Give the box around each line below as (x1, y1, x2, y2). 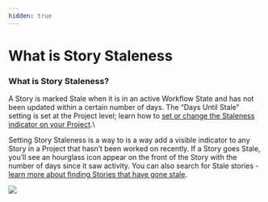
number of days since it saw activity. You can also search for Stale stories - (8, 161, 259, 170)
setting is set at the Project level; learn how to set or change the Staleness (8, 111, 255, 121)
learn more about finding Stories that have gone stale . (8, 170, 188, 179)
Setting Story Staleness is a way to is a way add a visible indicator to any (8, 135, 250, 145)
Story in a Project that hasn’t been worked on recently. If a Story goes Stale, (8, 144, 261, 154)
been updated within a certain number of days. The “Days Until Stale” (8, 103, 240, 112)
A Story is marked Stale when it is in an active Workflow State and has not (8, 94, 254, 103)
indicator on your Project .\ (8, 120, 95, 129)
